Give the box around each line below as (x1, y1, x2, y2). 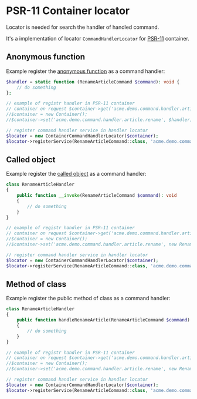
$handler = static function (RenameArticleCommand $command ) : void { (6, 79, 180, 85)
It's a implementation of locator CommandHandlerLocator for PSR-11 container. (6, 35, 189, 42)
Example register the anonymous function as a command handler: (6, 68, 165, 75)
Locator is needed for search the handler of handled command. (6, 24, 159, 31)
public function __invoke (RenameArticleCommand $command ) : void (16, 193, 177, 199)
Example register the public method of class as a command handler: (6, 295, 171, 302)
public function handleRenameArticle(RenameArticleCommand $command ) (16, 317, 191, 323)
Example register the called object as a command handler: (6, 170, 147, 177)
